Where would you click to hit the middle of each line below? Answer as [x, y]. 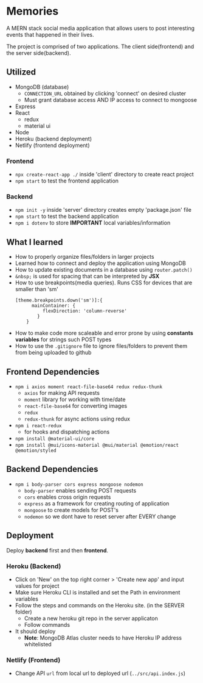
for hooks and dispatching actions [67, 432]
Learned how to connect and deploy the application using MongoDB [101, 263]
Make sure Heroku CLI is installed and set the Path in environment [98, 592]
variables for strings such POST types [63, 339]
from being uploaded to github [53, 353]
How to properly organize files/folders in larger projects [84, 257]
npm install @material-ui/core [55, 439]
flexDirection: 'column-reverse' [85, 311]
